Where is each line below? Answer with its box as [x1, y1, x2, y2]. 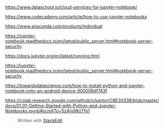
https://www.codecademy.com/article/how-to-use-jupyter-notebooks [5, 14, 147, 19]
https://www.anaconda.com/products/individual [5, 23, 103, 29]
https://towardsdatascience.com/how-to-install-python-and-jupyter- [5, 83, 145, 88]
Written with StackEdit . [17, 118, 64, 123]
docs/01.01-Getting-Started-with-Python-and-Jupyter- [5, 103, 117, 108]
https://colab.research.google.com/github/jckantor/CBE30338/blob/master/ [5, 97, 159, 103]
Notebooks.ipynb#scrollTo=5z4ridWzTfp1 [5, 108, 90, 114]
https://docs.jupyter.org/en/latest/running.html [5, 53, 100, 59]
